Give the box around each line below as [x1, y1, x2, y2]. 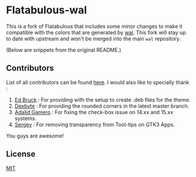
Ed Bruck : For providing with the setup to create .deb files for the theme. [14, 96, 191, 103]
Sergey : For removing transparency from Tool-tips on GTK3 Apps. [14, 121, 176, 128]
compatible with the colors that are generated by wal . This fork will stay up [6, 29, 186, 36]
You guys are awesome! [6, 132, 64, 139]
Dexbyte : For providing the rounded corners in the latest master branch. [14, 102, 190, 109]
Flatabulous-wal [6, 3, 87, 17]
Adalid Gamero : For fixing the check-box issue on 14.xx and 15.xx [14, 108, 174, 115]
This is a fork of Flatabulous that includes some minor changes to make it [6, 23, 183, 30]
